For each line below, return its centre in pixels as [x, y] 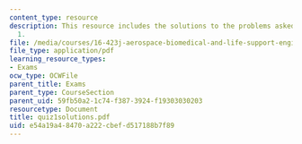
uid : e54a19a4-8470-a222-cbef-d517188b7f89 [92, 126]
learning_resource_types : [58, 59]
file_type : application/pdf [62, 51]
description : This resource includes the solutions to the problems [140, 26]
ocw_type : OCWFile [44, 76]
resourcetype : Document [54, 109]
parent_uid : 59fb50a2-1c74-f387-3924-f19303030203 [106, 101]
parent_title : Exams [48, 84]
